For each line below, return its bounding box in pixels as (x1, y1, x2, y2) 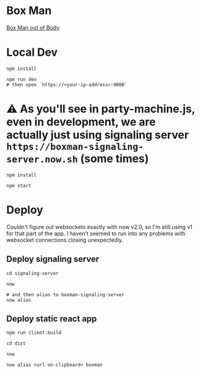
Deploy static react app (6, 313, 97, 324)
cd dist (6, 340, 26, 346)
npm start (6, 182, 32, 189)
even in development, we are (6, 115, 156, 129)
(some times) (80, 152, 149, 166)
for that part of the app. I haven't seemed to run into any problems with (6, 230, 186, 237)
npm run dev (6, 76, 37, 83)
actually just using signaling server (6, 128, 189, 142)
